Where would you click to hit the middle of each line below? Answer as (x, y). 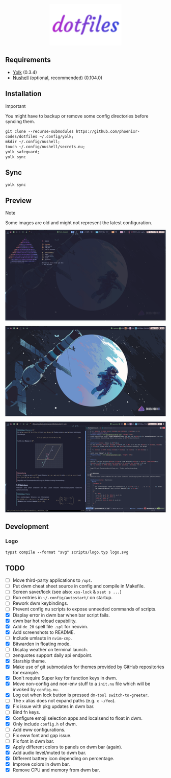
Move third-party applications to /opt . (52, 580)
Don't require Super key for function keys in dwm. (65, 678)
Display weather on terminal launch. (50, 649)
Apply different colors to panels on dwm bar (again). (67, 747)
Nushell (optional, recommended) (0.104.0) (58, 78)
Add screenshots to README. (44, 632)
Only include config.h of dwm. (45, 724)
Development (27, 527)
